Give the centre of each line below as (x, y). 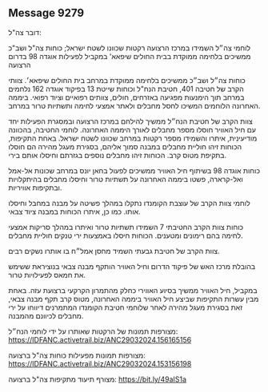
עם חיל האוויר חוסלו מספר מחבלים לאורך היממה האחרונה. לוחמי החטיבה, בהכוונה (132, 129)
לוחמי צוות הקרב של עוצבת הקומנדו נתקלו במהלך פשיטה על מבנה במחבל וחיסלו (129, 203)
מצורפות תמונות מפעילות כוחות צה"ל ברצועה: (77, 355)
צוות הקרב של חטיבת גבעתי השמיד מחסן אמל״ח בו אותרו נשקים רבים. (114, 251)
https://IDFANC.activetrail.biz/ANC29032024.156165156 (100, 339)
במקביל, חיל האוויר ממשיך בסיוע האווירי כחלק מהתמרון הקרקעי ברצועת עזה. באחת (133, 290)
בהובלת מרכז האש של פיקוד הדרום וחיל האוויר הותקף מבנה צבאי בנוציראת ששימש (132, 266)
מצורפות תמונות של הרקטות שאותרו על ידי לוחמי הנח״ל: (93, 331)
